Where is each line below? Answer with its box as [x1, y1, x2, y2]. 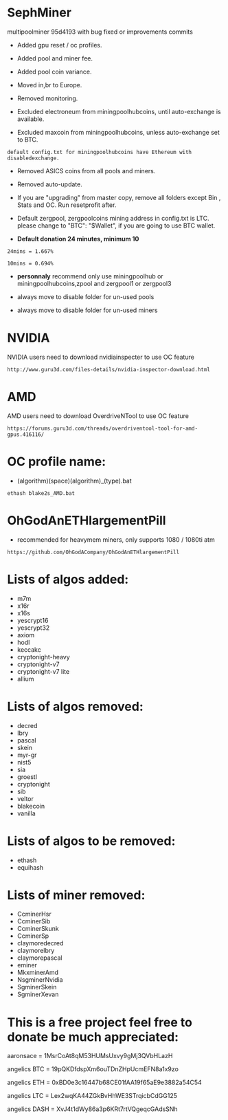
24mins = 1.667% [7, 248, 54, 255]
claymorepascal [16, 954, 62, 962]
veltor [16, 794, 34, 802]
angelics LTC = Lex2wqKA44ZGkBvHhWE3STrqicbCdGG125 [7, 1092, 177, 1100]
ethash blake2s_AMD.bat [7, 490, 76, 496]
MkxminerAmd [16, 968, 59, 977]
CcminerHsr [16, 910, 52, 919]
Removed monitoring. [16, 94, 78, 102]
